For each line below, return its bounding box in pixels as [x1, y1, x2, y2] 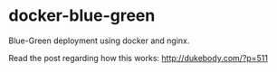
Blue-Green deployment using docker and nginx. [8, 35, 190, 46]
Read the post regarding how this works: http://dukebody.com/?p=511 [8, 52, 269, 63]
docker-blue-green [8, 5, 156, 26]
